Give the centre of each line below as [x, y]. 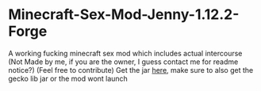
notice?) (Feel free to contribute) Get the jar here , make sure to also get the [131, 70]
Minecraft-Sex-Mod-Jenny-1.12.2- [124, 15]
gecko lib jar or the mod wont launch [68, 78]
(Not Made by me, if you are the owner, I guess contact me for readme [123, 62]
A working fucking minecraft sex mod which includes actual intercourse [125, 53]
